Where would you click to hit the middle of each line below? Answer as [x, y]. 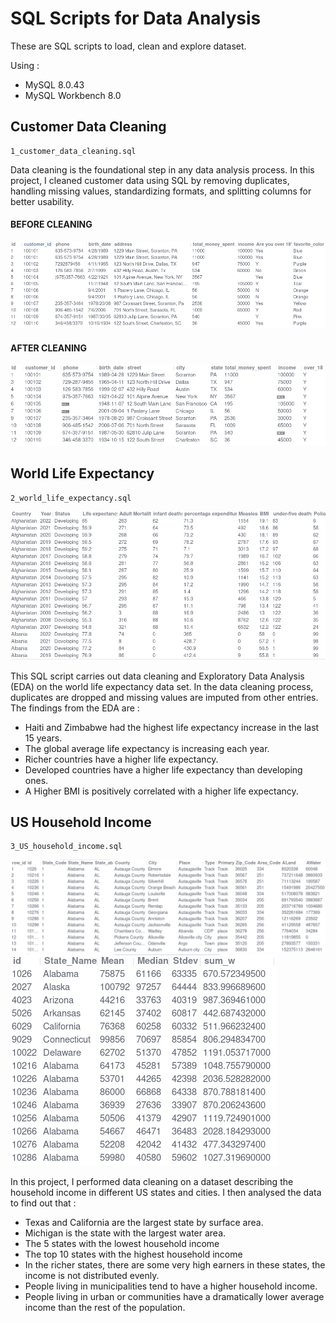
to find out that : [43, 1203]
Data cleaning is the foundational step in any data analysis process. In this [162, 169]
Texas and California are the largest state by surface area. [144, 1223]
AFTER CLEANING [49, 348]
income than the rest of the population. [105, 1308]
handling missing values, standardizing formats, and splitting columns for [161, 191]
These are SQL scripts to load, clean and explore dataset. [128, 46]
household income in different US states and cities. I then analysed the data [166, 1193]
